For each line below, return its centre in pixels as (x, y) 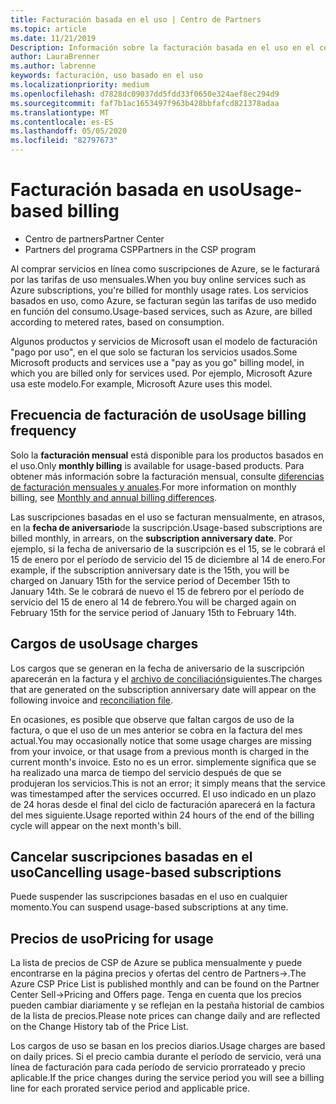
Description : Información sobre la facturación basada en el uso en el (162, 47)
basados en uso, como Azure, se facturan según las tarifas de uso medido (163, 300)
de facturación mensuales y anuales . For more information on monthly (153, 487)
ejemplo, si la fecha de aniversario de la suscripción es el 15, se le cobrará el (168, 548)
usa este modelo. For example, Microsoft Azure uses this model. (141, 383)
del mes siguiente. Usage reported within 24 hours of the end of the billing (162, 815)
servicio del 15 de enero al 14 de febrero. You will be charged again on (153, 602)
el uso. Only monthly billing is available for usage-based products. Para (157, 465)
